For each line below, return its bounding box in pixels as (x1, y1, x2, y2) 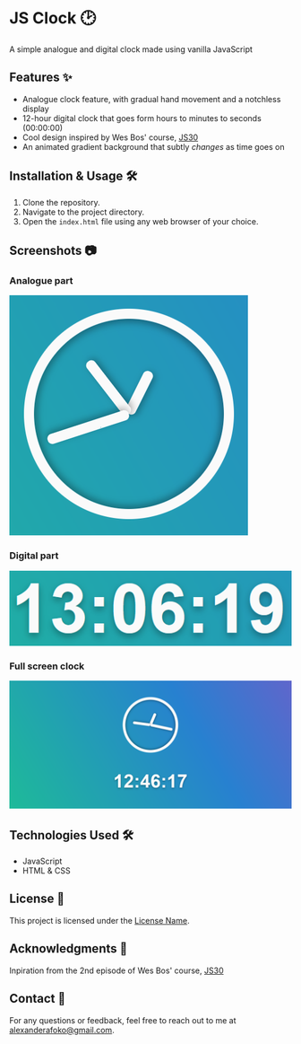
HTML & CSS (21, 865, 71, 876)
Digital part (9, 549, 59, 562)
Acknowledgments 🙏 (9, 941, 128, 957)
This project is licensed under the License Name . (9, 915, 190, 926)
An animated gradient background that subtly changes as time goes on (21, 141, 285, 152)
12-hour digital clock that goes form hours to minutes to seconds (21, 112, 262, 123)
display (21, 103, 49, 114)
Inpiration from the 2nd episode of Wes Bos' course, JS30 (9, 965, 224, 976)
